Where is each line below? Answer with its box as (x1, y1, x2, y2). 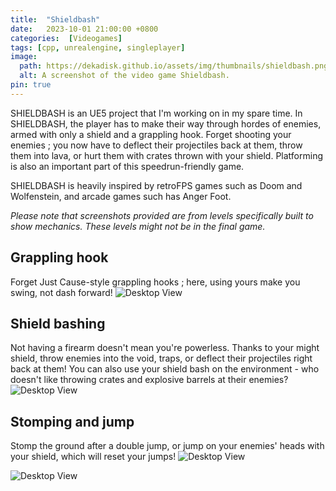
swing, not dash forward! (10, 286, 113, 298)
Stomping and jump (10, 413, 135, 430)
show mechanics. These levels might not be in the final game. (10, 220, 266, 232)
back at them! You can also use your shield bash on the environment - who (10, 363, 320, 375)
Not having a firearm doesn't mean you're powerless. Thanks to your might (10, 342, 320, 354)
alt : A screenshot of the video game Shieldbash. (19, 71, 230, 81)
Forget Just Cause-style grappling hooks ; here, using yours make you (10, 276, 301, 288)
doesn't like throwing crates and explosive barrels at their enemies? (10, 374, 289, 386)
